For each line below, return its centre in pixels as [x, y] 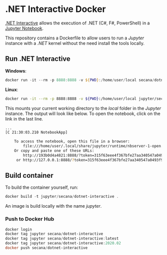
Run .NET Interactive [38, 59]
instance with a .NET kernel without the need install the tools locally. [75, 43]
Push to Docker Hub [30, 219]
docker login [19, 229]
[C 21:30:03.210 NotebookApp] [37, 132]
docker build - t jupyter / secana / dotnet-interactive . [62, 197]
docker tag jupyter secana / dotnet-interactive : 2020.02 [63, 243]
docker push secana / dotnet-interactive [46, 248]
